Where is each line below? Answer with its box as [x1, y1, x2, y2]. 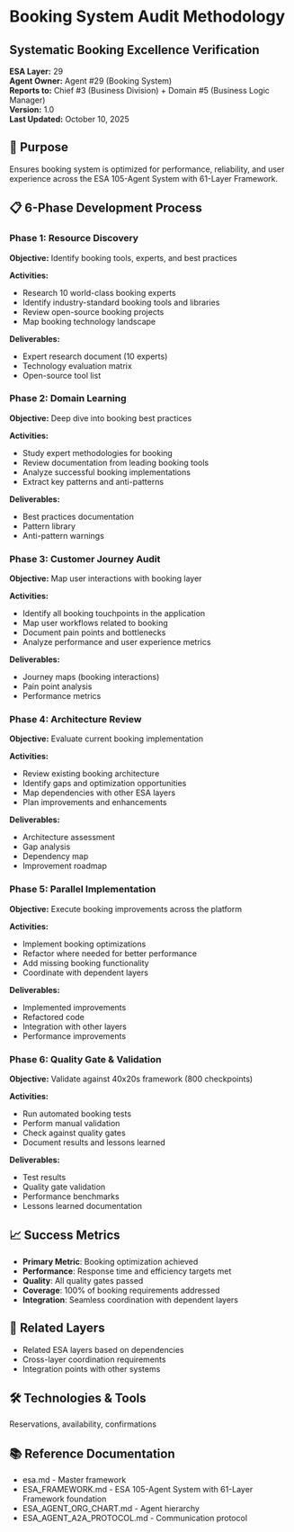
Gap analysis [22, 841, 71, 852]
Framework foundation [22, 1493, 107, 1504]
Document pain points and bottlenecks [22, 627, 166, 638]
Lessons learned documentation [22, 1200, 142, 1211]
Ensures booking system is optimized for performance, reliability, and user [9, 164, 285, 175]
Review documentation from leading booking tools [22, 457, 209, 468]
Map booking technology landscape [22, 316, 156, 327]
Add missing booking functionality [22, 957, 150, 968]
